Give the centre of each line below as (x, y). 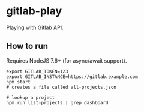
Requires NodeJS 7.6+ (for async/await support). (67, 60)
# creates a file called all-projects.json (61, 87)
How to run (27, 46)
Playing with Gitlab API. (35, 27)
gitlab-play (34, 11)
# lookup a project (31, 97)
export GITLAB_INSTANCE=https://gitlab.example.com (72, 77)
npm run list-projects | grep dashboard (58, 102)
